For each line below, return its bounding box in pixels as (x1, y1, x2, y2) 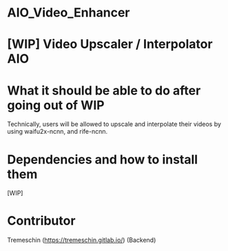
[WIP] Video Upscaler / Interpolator (7, 37, 213, 52)
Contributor (7, 213, 76, 229)
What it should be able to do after (7, 83, 201, 98)
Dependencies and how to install (7, 152, 198, 167)
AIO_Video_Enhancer (7, 5, 130, 21)
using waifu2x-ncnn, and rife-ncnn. (7, 128, 108, 136)
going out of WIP (7, 97, 105, 113)
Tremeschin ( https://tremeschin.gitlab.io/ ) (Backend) (7, 236, 156, 244)
